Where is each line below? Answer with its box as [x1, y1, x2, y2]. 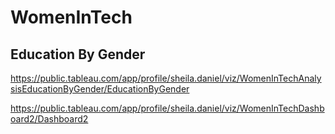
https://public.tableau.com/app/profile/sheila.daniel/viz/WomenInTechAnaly [10, 72, 322, 84]
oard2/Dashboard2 [10, 113, 89, 125]
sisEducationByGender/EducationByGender [10, 83, 190, 95]
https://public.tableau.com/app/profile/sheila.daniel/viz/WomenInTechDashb [10, 102, 325, 114]
